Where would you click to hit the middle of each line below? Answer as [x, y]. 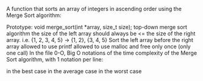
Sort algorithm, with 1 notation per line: [55, 59]
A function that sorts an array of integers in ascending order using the [94, 9]
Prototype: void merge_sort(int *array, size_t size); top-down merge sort [97, 27]
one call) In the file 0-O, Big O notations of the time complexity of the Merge [101, 53]
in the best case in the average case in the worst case [74, 71]
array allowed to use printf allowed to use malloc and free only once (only [98, 46]
